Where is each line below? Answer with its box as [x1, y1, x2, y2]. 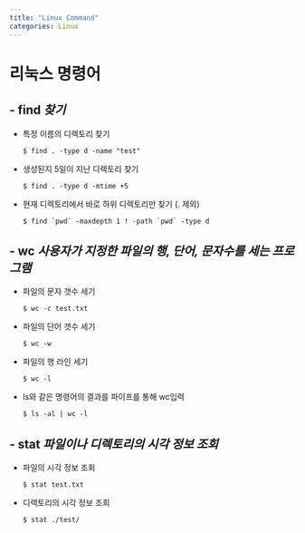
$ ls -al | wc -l [22, 410, 89, 419]
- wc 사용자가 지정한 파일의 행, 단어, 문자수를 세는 [9, 243, 270, 258]
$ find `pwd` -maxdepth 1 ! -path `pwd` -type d [22, 217, 210, 226]
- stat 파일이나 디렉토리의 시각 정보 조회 [9, 436, 219, 451]
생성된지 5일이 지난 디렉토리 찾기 [22, 163, 139, 174]
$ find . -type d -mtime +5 [22, 181, 129, 190]
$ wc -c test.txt [22, 305, 89, 314]
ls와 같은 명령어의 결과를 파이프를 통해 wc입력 [22, 392, 186, 402]
